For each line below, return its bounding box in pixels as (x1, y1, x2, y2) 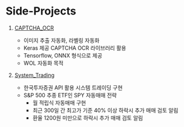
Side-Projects (5, 4, 76, 18)
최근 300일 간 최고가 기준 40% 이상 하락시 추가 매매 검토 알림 (32, 106, 179, 114)
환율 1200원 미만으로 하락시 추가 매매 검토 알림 (32, 114, 143, 122)
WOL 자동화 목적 (23, 59, 64, 67)
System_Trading (14, 71, 55, 79)
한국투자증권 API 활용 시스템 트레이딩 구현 (23, 83, 123, 91)
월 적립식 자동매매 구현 (32, 99, 87, 106)
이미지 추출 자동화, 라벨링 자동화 (23, 36, 100, 44)
